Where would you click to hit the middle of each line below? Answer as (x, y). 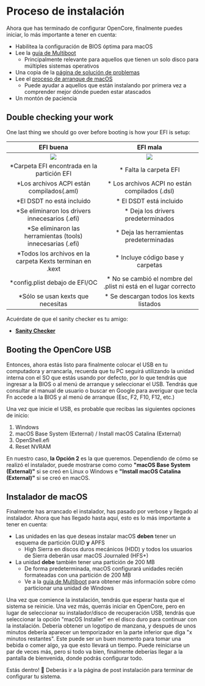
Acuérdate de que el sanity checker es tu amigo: (67, 319)
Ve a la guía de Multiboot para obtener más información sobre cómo (110, 582)
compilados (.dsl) (150, 191)
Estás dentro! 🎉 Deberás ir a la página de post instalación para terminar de (100, 670)
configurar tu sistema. (34, 677)
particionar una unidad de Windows (69, 588)
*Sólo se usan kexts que (53, 296)
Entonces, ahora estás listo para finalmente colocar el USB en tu (87, 365)
